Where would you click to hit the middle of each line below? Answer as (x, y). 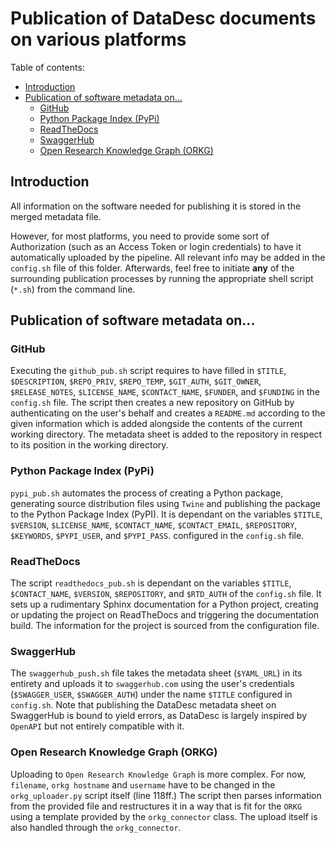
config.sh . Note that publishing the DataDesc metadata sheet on (143, 705)
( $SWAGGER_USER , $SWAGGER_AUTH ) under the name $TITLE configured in (151, 694)
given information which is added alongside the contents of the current (156, 424)
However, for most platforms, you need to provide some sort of (140, 236)
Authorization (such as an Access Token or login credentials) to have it (156, 246)
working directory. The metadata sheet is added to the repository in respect (166, 434)
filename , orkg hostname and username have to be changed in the (143, 784)
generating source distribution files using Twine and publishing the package (166, 503)
